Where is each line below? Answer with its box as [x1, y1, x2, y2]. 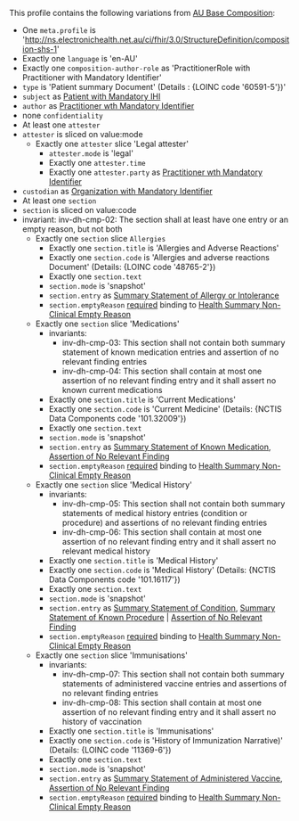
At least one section [21, 195, 97, 206]
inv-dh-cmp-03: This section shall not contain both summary [61, 338, 286, 348]
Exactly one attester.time [48, 158, 146, 168]
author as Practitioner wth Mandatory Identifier [21, 101, 195, 111]
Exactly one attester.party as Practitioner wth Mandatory [48, 167, 263, 177]
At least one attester [21, 119, 101, 130]
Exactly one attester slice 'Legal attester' [35, 138, 190, 149]
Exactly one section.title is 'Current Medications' [48, 394, 236, 405]
